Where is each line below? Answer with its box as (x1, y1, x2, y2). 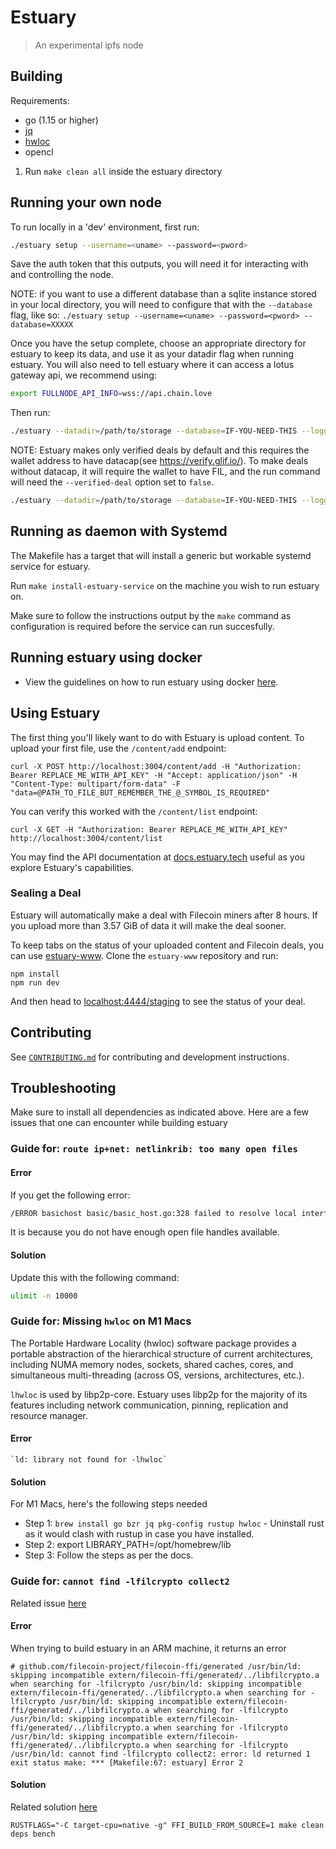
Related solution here (10, 1801, 98, 1813)
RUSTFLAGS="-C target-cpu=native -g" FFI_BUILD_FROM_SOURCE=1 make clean (10, 1820, 325, 1830)
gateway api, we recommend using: (10, 369, 157, 381)
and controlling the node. (10, 269, 114, 281)
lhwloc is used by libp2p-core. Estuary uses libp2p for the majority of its (10, 1388, 308, 1400)
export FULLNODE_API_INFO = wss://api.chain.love (10, 389, 213, 399)
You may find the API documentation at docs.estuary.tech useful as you (10, 851, 306, 863)
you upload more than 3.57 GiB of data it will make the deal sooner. (10, 919, 287, 931)
